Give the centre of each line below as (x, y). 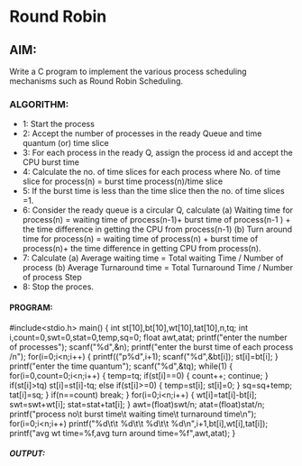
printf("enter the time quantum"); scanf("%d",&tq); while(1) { (121, 366)
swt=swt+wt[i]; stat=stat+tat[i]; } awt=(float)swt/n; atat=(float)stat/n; (137, 404)
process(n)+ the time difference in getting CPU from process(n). (142, 249)
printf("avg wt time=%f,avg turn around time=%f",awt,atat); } (123, 433)
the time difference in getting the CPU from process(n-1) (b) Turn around (157, 229)
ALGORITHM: (39, 104)
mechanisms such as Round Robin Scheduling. (96, 81)
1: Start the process (58, 124)
